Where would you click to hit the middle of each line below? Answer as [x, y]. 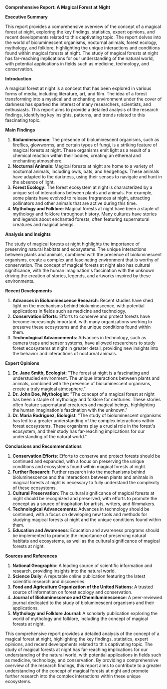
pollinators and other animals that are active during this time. [75, 203]
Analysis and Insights [28, 234]
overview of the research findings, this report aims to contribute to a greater [83, 666]
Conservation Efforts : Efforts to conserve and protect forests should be [86, 456]
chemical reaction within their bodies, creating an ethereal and [77, 155]
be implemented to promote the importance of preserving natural [79, 536]
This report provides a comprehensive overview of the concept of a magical [83, 26]
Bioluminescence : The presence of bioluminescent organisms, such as [86, 140]
